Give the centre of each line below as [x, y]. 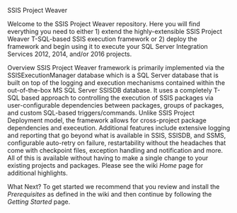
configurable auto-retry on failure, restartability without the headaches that [117, 143]
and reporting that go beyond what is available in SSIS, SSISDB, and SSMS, [117, 135]
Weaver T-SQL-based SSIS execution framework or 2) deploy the [103, 39]
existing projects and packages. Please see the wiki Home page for [105, 165]
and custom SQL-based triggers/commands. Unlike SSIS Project [101, 113]
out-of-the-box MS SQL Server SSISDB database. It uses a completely [110, 90]
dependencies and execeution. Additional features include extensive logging [119, 128]
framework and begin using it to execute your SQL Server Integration [108, 46]
